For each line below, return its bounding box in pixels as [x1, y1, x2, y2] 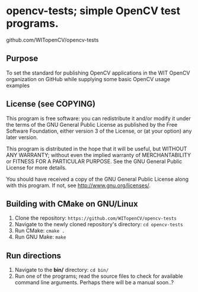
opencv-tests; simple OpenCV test [6, 4, 181, 18]
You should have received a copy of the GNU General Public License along [6, 175, 189, 182]
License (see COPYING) [6, 99, 96, 109]
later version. [6, 133, 39, 140]
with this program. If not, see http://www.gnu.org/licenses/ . [6, 182, 151, 189]
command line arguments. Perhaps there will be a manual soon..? [14, 279, 174, 286]
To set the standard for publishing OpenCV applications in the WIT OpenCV [6, 69, 190, 76]
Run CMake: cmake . [14, 227, 65, 235]
